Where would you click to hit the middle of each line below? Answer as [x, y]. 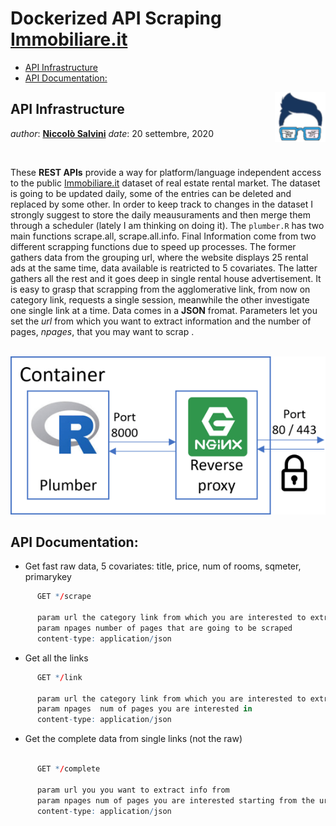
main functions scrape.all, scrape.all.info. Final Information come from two [163, 236]
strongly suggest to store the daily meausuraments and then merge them [160, 214]
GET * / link [59, 677]
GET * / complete [68, 769]
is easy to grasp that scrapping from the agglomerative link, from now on [160, 289]
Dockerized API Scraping [116, 18]
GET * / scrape [64, 597]
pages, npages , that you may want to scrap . [102, 331]
